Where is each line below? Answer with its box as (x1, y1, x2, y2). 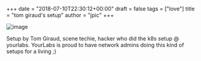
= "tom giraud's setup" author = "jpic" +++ (6, 11, 114, 19)
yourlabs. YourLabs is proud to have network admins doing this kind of (6, 42, 185, 48)
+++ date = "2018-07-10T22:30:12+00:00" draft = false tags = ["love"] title (6, 5, 195, 12)
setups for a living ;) (6, 48, 57, 55)
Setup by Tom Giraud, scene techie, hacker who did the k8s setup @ (6, 35, 179, 42)
